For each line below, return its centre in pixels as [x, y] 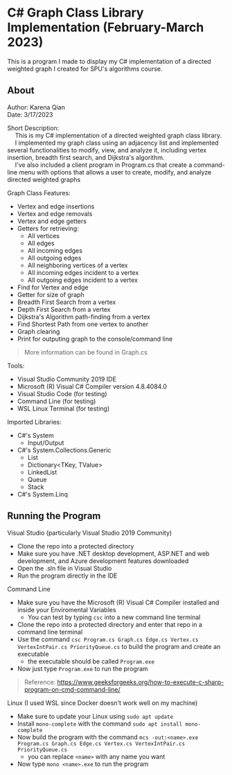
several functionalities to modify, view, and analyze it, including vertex [107, 150]
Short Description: [33, 128]
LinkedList [42, 472]
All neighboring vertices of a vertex [78, 265]
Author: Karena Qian [36, 107]
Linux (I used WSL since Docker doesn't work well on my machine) [102, 703]
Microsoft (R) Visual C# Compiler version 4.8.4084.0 [92, 386]
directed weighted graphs [44, 179]
